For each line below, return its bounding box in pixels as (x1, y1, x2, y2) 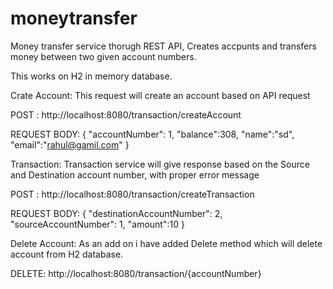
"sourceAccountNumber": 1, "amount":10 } (10, 218, 185, 230)
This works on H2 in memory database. (10, 70, 173, 82)
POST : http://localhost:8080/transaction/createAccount (10, 108, 242, 121)
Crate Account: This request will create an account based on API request (10, 89, 311, 101)
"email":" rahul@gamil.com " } (10, 138, 130, 151)
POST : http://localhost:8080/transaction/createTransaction (10, 188, 255, 200)
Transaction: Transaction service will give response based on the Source (10, 158, 310, 170)
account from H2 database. (10, 248, 124, 260)
